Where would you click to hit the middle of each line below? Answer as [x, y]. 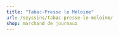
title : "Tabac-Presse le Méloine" [50, 12]
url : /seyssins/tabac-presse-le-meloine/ [60, 18]
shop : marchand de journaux [42, 23]
